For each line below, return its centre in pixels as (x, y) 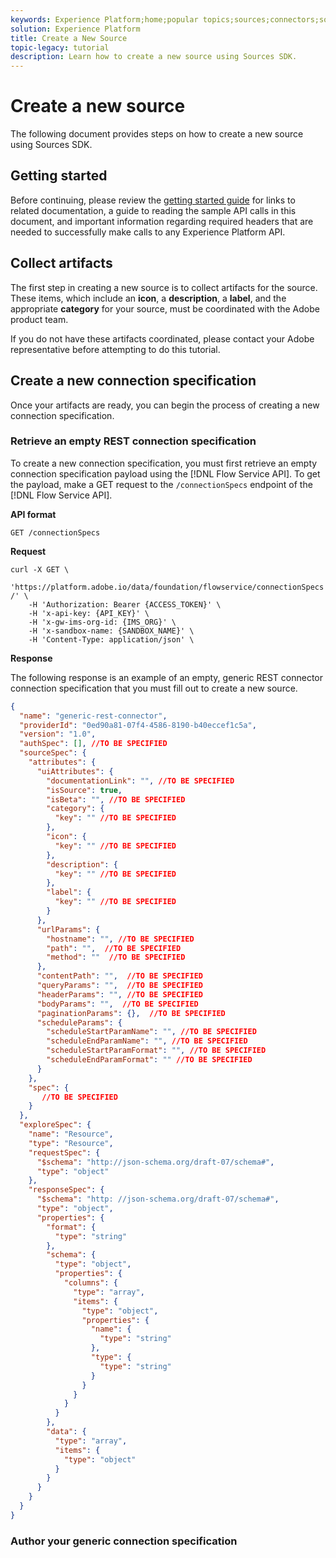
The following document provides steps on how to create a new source (157, 134)
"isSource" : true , (84, 790)
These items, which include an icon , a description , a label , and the (148, 298)
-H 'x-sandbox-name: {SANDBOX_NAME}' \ (111, 631)
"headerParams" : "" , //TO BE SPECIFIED (119, 994)
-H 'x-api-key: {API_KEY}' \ (89, 613)
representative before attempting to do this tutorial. (115, 349)
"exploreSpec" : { (55, 1125)
